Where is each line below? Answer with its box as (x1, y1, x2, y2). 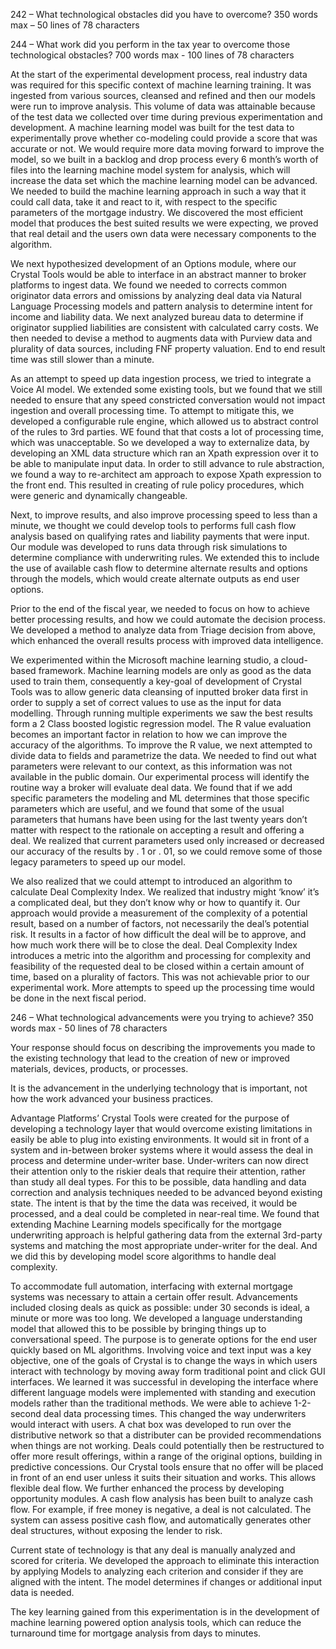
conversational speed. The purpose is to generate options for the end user (10, 1334, 318, 1345)
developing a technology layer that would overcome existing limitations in (10, 1123, 313, 1134)
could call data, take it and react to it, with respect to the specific (10, 196, 278, 208)
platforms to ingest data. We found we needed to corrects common (10, 279, 288, 291)
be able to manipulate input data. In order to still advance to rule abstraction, (10, 458, 325, 469)
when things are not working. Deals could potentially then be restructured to (10, 1440, 325, 1451)
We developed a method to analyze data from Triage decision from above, (10, 624, 317, 636)
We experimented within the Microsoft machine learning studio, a (10, 654, 279, 666)
